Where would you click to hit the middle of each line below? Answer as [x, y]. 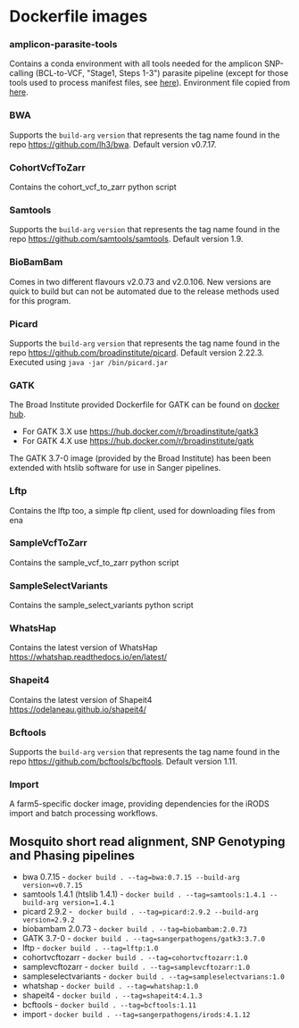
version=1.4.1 [88, 903]
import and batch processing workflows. [83, 814]
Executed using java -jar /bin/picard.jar [89, 362]
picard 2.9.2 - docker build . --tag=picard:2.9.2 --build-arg [140, 912]
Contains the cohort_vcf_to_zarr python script [93, 187]
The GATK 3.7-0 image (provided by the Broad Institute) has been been [140, 458]
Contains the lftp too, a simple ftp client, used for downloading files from [142, 510]
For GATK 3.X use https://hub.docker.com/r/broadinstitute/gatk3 [140, 431]
